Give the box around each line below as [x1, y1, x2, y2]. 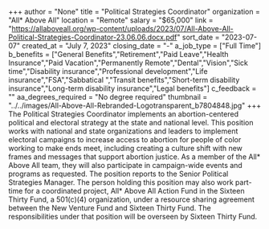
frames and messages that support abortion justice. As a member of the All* [8, 152, 261, 162]
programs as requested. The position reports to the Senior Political [8, 169, 229, 178]
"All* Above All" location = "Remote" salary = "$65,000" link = [8, 15, 214, 25]
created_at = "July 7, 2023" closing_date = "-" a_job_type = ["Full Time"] [21, 41, 262, 51]
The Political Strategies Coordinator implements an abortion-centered [8, 109, 239, 119]
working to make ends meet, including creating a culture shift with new [8, 144, 243, 153]
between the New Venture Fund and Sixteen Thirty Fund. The [8, 203, 211, 212]
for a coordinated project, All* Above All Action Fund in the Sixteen [24, 186, 245, 195]
